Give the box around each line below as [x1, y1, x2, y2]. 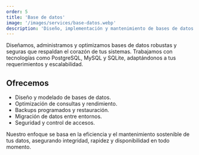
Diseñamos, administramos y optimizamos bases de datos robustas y [6, 42, 177, 49]
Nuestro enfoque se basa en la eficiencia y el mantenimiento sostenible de [6, 131, 190, 138]
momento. [6, 144, 32, 151]
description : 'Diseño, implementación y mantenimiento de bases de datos [6, 25, 194, 32]
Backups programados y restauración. [14, 107, 109, 114]
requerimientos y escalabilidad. [6, 61, 84, 68]
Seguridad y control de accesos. [14, 119, 96, 126]
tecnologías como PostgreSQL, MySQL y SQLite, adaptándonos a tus [6, 54, 176, 61]
